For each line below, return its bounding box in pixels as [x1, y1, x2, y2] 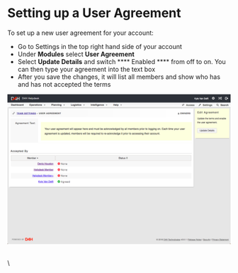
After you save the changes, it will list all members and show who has [17, 73, 221, 81]
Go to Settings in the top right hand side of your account [17, 42, 183, 50]
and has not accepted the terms [17, 80, 111, 88]
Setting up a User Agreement [7, 5, 181, 21]
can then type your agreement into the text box [17, 65, 156, 73]
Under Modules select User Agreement [17, 50, 135, 58]
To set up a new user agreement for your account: [7, 28, 154, 37]
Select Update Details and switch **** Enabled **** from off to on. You [17, 57, 227, 65]
